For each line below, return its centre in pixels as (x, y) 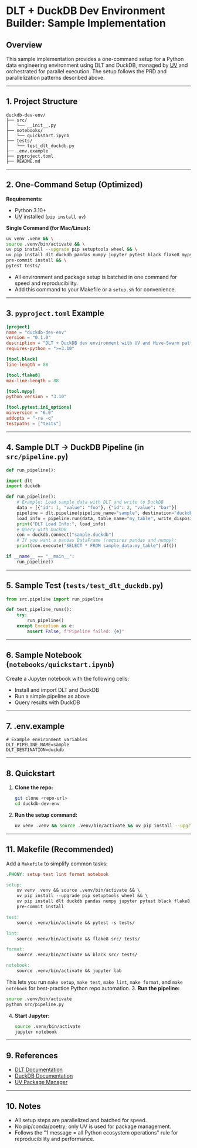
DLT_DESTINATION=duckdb (35, 750)
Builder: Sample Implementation (86, 23)
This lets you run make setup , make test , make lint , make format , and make (94, 982)
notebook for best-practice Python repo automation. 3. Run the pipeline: (93, 988)
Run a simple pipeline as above (52, 696)
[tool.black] (22, 359)
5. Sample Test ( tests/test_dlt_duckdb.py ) (85, 585)
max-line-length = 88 (33, 381)
